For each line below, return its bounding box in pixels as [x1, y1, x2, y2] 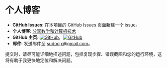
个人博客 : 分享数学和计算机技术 [12, 28, 76, 34]
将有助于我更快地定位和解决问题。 [5, 57, 75, 63]
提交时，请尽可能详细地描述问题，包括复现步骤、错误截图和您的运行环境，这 [5, 51, 162, 57]
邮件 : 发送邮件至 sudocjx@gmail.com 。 [12, 40, 93, 46]
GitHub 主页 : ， [12, 34, 64, 40]
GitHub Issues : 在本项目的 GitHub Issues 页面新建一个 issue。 [12, 22, 140, 28]
